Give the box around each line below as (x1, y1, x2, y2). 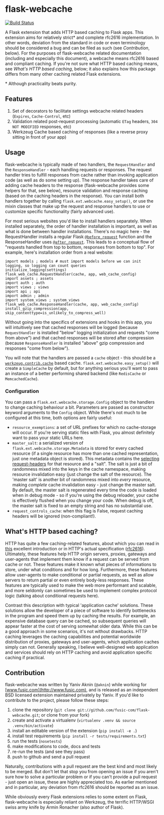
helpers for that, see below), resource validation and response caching (5, 187, 148, 193)
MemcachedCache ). (5, 375, 39, 382)
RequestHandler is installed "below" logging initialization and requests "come (5, 330, 159, 335)
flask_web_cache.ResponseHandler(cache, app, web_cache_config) (5, 302, 139, 307)
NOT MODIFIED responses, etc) (12, 123, 71, 129)
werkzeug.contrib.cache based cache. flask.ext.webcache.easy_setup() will (5, 360, 159, 366)
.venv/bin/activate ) (12, 723, 54, 728)
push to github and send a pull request (12, 754, 91, 760)
